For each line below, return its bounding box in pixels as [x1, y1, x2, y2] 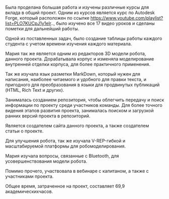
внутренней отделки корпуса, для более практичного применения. [5, 61, 150, 67]
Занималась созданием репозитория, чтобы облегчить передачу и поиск [5, 97, 164, 103]
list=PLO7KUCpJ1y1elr [5, 20, 51, 26]
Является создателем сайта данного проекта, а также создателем [5, 123, 149, 128]
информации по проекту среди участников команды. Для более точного [5, 102, 162, 108]
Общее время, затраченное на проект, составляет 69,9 [5, 183, 125, 189]
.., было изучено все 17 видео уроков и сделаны [51, 20, 155, 26]
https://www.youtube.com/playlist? [90, 15, 163, 21]
